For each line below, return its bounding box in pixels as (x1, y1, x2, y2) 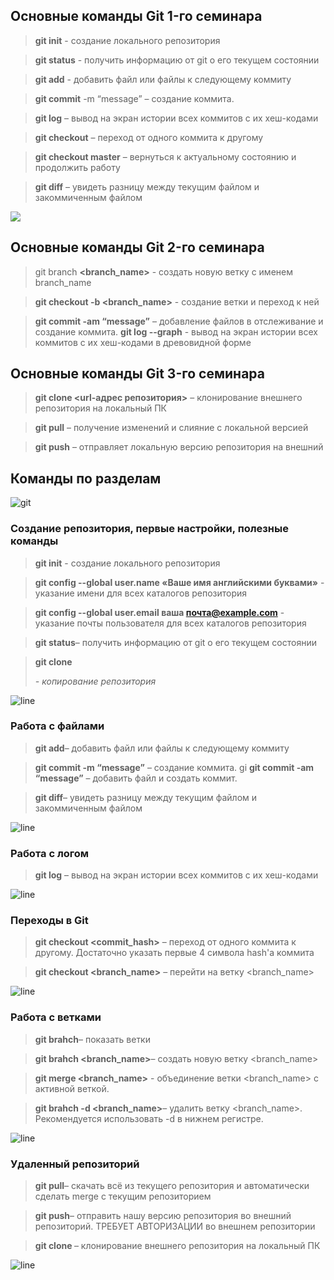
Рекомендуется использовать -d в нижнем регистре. (34, 1112, 264, 1124)
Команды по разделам (10, 470, 162, 487)
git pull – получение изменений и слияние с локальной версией (34, 422, 309, 434)
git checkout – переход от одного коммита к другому (34, 131, 264, 143)
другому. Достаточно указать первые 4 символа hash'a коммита (34, 947, 315, 959)
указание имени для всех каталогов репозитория (34, 587, 248, 599)
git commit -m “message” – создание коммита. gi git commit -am (34, 761, 315, 773)
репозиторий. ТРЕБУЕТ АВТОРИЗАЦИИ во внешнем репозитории (34, 1220, 316, 1233)
